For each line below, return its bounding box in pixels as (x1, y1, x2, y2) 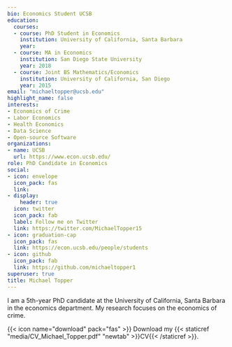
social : (7, 166, 30, 173)
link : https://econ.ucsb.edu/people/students (13, 244, 149, 252)
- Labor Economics (7, 114, 61, 121)
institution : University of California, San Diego (20, 75, 171, 83)
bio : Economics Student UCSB (7, 10, 92, 17)
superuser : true (7, 270, 55, 277)
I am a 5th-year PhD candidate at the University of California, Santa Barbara (7, 296, 226, 304)
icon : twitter (13, 206, 55, 213)
